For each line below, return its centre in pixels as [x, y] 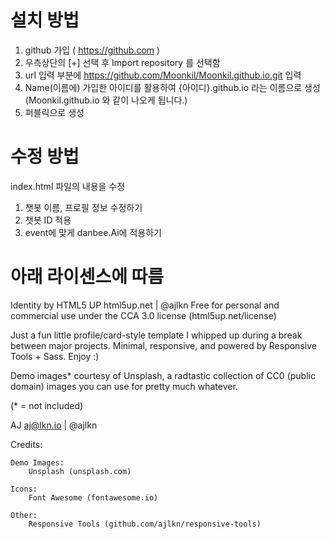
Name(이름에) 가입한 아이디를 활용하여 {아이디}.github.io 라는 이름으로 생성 [172, 87]
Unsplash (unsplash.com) [80, 471]
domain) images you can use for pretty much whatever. [124, 386]
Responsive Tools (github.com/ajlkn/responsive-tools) [145, 524]
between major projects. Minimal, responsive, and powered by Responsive [163, 345]
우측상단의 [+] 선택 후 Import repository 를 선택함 [122, 62]
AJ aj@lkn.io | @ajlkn [54, 425]
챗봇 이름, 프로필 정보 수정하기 [83, 207]
